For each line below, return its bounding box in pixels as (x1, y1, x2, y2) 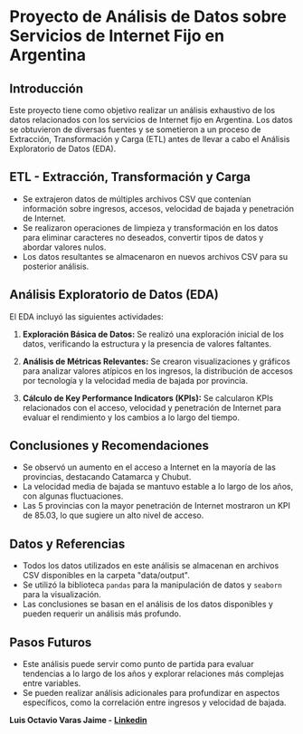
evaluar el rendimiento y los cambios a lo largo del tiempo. (22, 412, 240, 423)
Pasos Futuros (9, 634, 92, 650)
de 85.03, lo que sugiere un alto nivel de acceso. (22, 510, 204, 521)
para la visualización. (22, 589, 101, 600)
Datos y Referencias (9, 536, 126, 551)
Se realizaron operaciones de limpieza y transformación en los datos (22, 222, 279, 233)
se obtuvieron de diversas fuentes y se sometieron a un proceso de (9, 124, 261, 135)
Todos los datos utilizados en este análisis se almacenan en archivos (22, 560, 279, 571)
